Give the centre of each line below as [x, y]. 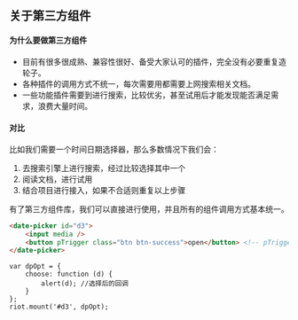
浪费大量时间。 [65, 105]
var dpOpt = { [35, 267]
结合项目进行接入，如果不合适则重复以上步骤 [104, 190]
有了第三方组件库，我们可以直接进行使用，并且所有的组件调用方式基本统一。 [149, 209]
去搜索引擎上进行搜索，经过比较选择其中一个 [104, 168]
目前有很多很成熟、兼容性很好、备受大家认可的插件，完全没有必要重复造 [154, 61]
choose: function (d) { [69, 274]
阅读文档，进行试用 [57, 179]
